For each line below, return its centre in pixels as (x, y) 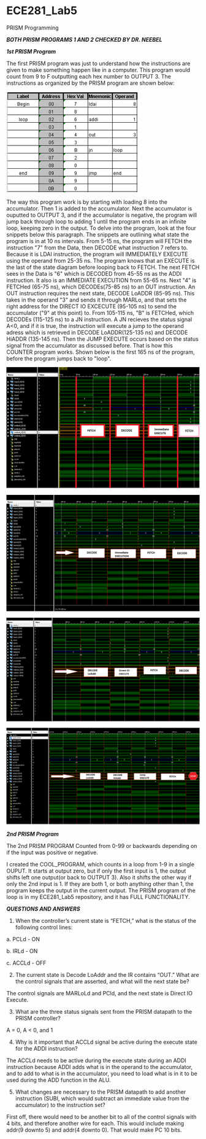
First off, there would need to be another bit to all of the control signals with (101, 1117)
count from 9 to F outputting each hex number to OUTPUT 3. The (89, 76)
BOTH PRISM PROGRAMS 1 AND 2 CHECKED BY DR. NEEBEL (84, 39)
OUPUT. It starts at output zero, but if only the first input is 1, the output (96, 871)
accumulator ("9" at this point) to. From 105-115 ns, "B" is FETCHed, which (100, 313)
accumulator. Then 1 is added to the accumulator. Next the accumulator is (99, 208)
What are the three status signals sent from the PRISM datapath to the (104, 1011)
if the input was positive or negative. (52, 852)
